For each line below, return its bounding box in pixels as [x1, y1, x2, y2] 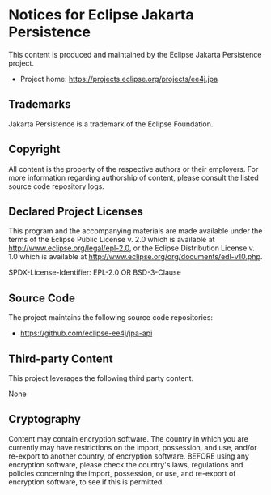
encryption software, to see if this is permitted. [8, 476, 164, 487]
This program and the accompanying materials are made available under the [8, 226, 263, 236]
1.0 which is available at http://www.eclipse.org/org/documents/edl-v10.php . [8, 252, 263, 262]
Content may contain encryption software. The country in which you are [8, 433, 248, 443]
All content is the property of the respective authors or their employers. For [8, 164, 259, 173]
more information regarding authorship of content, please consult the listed [8, 173, 259, 182]
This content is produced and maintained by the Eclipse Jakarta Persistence [8, 49, 262, 59]
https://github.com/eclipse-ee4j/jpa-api [19, 328, 153, 338]
